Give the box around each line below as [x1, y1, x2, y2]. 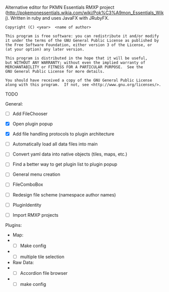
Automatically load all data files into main [12, 141, 98, 147]
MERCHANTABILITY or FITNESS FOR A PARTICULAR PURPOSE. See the [5, 65, 143, 70]
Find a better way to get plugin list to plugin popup [12, 161, 118, 167]
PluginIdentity [12, 202, 42, 208]
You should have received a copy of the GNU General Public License [5, 78, 152, 83]
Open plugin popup [12, 121, 53, 127]
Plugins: [5, 222, 22, 228]
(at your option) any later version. [5, 47, 85, 52]
